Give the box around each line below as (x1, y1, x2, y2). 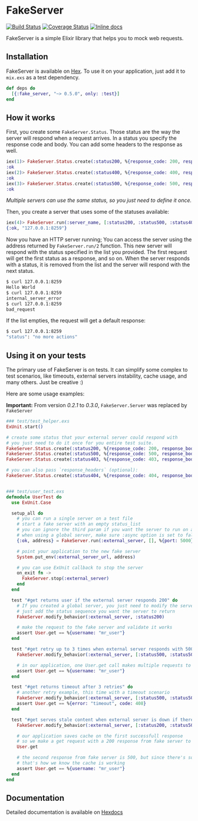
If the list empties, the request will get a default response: (6, 317, 146, 324)
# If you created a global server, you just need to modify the (16, 603, 178, 608)
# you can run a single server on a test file (16, 516, 133, 521)
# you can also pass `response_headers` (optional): (6, 467, 138, 474)
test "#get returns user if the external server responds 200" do (11, 597, 178, 603)
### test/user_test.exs (6, 488, 65, 494)
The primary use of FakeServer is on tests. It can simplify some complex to (6, 366, 188, 373)
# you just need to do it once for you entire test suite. (6, 440, 154, 446)
